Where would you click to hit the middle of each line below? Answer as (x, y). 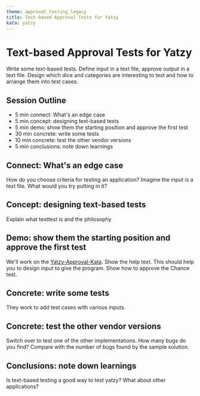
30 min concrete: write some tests (57, 134)
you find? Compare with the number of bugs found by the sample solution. (98, 347)
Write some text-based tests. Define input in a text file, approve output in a (98, 69)
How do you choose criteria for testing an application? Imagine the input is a (100, 179)
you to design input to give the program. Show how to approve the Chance (98, 268)
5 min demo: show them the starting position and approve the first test (101, 128)
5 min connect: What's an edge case (60, 115)
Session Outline (36, 100)
